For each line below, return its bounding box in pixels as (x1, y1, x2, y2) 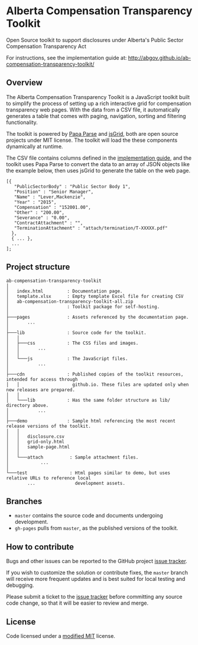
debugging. (6, 582, 34, 589)
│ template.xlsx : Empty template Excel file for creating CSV (6, 293, 184, 299)
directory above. (6, 402, 49, 408)
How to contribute (6, 542, 74, 552)
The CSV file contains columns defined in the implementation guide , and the (6, 154, 192, 161)
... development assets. (27, 480, 126, 486)
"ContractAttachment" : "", (14, 220, 83, 226)
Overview (6, 78, 43, 88)
